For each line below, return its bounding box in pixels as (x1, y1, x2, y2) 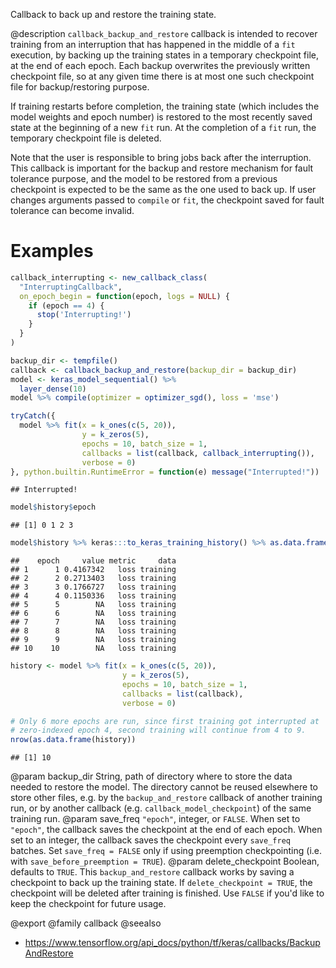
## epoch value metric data (10, 556, 177, 566)
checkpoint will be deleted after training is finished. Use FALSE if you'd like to (10, 887, 325, 899)
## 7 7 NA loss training (10, 617, 177, 628)
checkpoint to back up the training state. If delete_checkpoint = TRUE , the (10, 877, 313, 889)
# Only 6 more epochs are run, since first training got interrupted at (10, 716, 320, 726)
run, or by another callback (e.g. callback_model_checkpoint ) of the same (10, 802, 312, 814)
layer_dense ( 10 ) (19, 384, 87, 394)
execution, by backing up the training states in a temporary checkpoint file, (10, 49, 319, 61)
